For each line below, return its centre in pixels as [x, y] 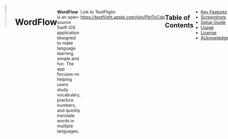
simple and [68, 59]
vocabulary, [69, 95]
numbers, [66, 105]
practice [65, 100]
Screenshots [213, 17]
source [64, 22]
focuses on [68, 74]
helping [64, 79]
